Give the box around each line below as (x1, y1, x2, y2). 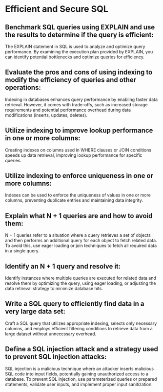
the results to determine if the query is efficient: (5, 30, 154, 39)
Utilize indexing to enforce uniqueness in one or (5, 171, 154, 180)
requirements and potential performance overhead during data (5, 107, 131, 113)
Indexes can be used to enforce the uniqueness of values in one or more (5, 192, 151, 198)
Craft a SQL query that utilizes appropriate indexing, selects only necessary (5, 320, 157, 326)
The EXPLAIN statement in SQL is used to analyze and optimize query (5, 44, 145, 49)
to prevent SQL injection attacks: (5, 353, 107, 361)
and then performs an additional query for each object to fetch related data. (5, 238, 157, 244)
